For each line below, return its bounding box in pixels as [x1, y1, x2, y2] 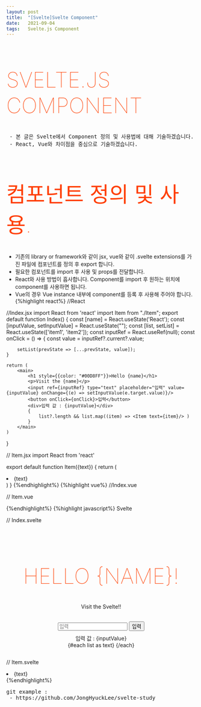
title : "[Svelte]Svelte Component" [6, 15, 98, 21]
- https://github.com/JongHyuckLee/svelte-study [9, 694, 156, 701]
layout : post [6, 8, 39, 15]
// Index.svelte [6, 517, 42, 524]
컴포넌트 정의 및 [6, 181, 155, 207]
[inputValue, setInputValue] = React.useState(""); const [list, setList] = [6, 322, 179, 329]
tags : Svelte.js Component [6, 25, 79, 32]
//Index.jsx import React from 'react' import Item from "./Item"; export [6, 309, 179, 317]
